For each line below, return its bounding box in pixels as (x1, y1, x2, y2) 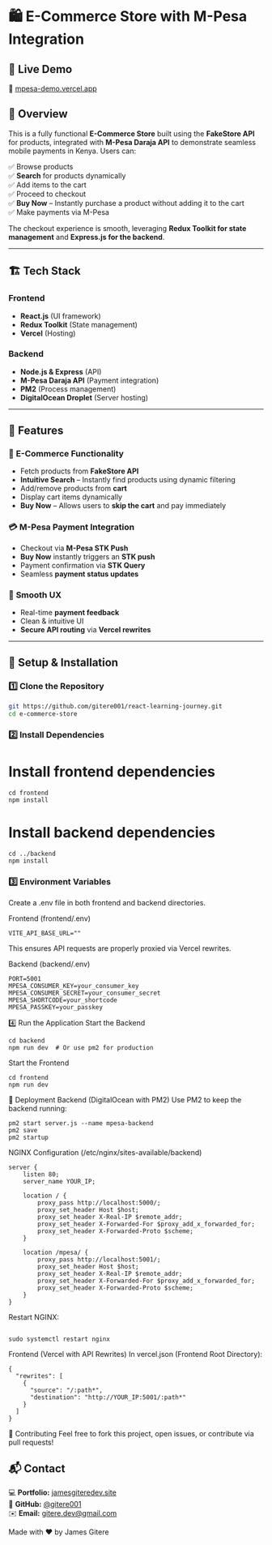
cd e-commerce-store (8, 709, 79, 718)
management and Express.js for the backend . (8, 232, 165, 242)
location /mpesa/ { (23, 1248, 89, 1256)
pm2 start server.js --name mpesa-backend (8, 1119, 154, 1128)
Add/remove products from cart (19, 484, 127, 494)
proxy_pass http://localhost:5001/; (37, 1255, 161, 1264)
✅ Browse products (8, 161, 74, 171)
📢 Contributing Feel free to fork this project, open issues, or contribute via (8, 1428, 255, 1438)
